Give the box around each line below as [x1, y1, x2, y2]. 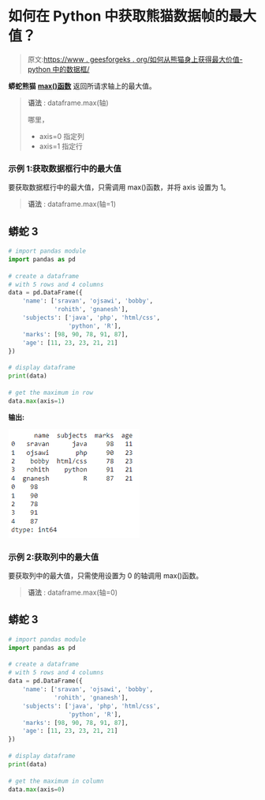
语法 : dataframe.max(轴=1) [27, 199, 117, 209]
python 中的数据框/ [27, 64, 90, 73]
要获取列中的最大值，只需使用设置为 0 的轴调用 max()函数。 [8, 570, 203, 580]
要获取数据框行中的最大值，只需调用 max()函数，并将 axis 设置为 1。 [8, 182, 230, 192]
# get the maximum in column [8, 777, 104, 785]
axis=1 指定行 [39, 141, 83, 151]
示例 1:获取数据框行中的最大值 [8, 163, 122, 174]
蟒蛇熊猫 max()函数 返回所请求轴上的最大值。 [8, 81, 156, 91]
